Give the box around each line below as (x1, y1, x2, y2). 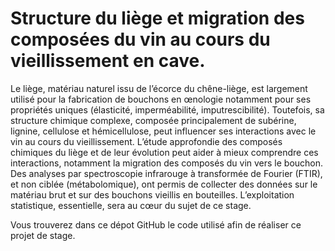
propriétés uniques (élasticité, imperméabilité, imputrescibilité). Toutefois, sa (10, 103, 325, 116)
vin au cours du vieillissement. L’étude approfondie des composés (10, 135, 283, 147)
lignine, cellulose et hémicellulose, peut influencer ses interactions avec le (10, 125, 317, 137)
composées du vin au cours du (10, 28, 271, 51)
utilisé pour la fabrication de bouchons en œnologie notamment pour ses (10, 93, 312, 105)
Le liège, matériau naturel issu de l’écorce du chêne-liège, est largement (10, 82, 308, 94)
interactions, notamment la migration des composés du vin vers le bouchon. (10, 157, 324, 169)
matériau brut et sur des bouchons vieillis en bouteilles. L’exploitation (10, 188, 295, 201)
